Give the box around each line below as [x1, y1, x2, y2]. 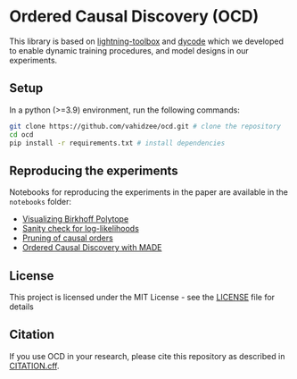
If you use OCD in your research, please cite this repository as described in [9, 350, 285, 361]
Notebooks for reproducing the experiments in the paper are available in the [9, 187, 288, 198]
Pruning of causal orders [21, 232, 113, 243]
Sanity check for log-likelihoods [21, 223, 140, 234]
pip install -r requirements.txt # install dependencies [9, 139, 226, 147]
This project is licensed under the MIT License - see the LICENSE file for [9, 292, 275, 302]
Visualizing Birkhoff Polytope [21, 214, 129, 224]
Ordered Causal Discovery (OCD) [9, 6, 260, 27]
